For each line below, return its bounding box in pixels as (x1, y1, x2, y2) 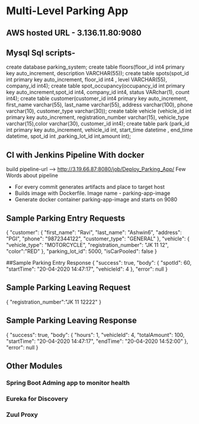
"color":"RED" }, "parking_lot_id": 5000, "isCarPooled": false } (6, 248, 158, 255)
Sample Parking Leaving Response (6, 316, 137, 326)
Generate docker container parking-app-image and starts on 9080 (14, 196, 178, 203)
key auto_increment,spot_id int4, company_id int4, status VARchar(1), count (6, 89, 190, 96)
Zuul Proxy (6, 410, 38, 419)
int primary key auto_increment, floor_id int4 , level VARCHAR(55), (6, 76, 168, 83)
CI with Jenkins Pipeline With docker (6, 150, 145, 160)
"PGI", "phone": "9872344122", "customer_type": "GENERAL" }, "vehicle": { (6, 235, 190, 242)
